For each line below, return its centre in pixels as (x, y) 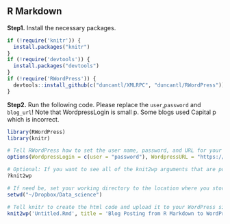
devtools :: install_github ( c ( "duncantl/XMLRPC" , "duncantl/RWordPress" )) (119, 85)
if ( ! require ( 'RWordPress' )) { (52, 79)
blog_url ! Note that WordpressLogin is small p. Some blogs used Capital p (112, 112)
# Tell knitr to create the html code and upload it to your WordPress (111, 207)
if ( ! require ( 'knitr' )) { (44, 41)
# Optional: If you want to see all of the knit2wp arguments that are (111, 170)
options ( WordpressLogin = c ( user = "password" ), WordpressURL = (101, 157)
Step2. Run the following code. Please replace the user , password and (104, 104)
